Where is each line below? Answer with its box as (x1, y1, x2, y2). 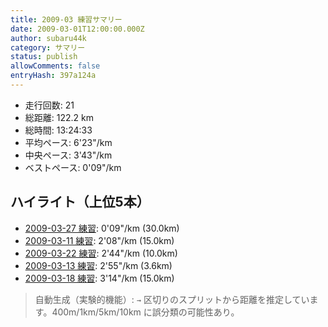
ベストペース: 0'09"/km (24, 161, 122, 173)
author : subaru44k (10, 33, 87, 43)
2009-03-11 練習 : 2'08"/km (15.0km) (24, 234, 175, 246)
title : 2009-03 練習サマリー (10, 14, 123, 25)
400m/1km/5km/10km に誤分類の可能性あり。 (51, 306, 240, 318)
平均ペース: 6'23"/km (24, 136, 113, 148)
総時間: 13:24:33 (24, 124, 93, 136)
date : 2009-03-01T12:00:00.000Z (10, 24, 145, 34)
